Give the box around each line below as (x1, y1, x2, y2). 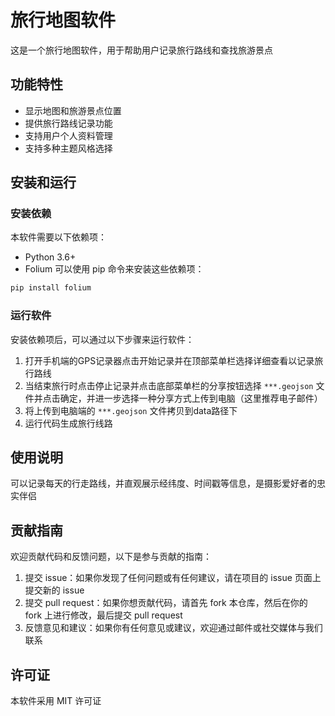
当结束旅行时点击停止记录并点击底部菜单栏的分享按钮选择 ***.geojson (24, 379, 314, 391)
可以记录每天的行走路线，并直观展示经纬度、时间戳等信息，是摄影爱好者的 (10, 477, 317, 490)
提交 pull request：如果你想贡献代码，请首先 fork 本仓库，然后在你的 (24, 597, 308, 609)
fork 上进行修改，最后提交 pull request (24, 609, 183, 621)
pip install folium (10, 283, 92, 293)
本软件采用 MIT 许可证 (10, 695, 102, 707)
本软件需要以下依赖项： (10, 231, 107, 243)
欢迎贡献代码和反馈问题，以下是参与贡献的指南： (10, 551, 212, 563)
